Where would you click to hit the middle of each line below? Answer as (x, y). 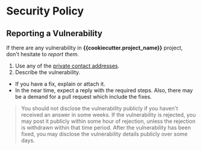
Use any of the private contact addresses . (67, 66)
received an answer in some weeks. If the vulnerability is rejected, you (108, 115)
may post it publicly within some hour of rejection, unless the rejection (108, 121)
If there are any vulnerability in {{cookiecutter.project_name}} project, (94, 48)
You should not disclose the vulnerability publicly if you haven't (99, 108)
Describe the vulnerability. (47, 72)
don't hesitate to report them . (43, 54)
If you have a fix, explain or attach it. (60, 84)
